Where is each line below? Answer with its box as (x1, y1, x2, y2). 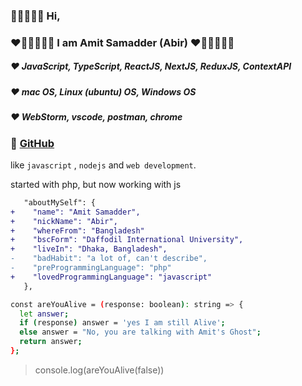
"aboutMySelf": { (23, 197, 97, 208)
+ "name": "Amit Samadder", (10, 207, 141, 217)
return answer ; (19, 337, 83, 347)
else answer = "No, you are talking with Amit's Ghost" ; (19, 327, 262, 338)
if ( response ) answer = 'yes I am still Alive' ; (19, 318, 226, 328)
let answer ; (19, 309, 70, 319)
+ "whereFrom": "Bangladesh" (10, 225, 145, 236)
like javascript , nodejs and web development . (10, 159, 197, 171)
